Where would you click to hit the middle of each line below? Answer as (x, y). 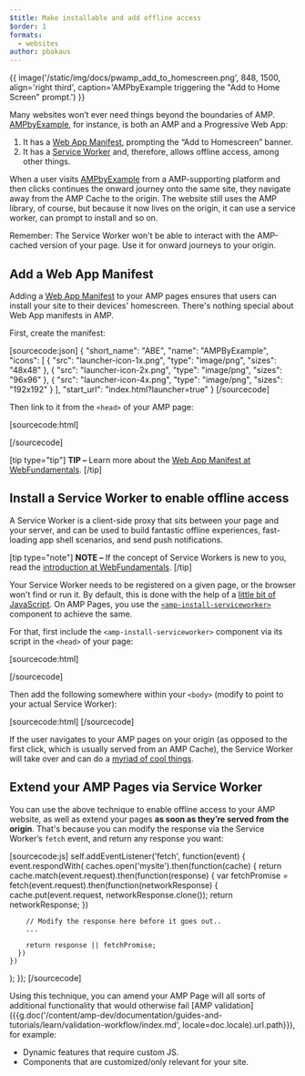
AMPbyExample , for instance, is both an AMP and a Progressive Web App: (149, 125)
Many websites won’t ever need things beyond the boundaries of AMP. (142, 115)
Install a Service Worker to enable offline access (149, 498)
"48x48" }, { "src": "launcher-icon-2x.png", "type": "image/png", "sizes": (146, 369)
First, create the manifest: (58, 333)
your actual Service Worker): (63, 704)
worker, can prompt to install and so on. (84, 218)
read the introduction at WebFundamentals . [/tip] (101, 567)
